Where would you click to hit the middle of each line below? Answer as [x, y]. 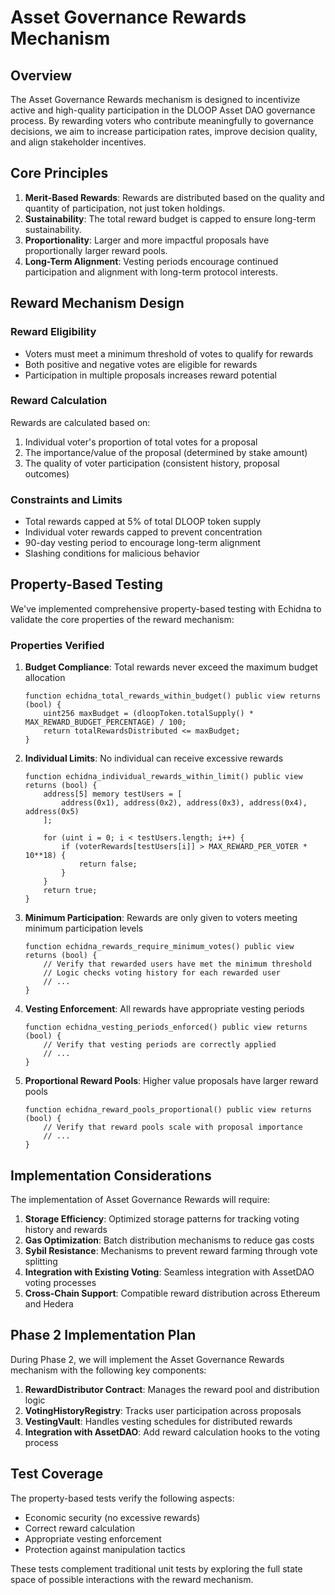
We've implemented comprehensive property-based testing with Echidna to [166, 608]
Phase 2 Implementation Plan [103, 1335]
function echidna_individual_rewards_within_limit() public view [163, 777]
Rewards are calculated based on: [80, 422]
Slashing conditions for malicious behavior [112, 553]
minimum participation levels [84, 928]
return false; [108, 864]
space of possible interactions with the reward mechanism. [132, 1579]
